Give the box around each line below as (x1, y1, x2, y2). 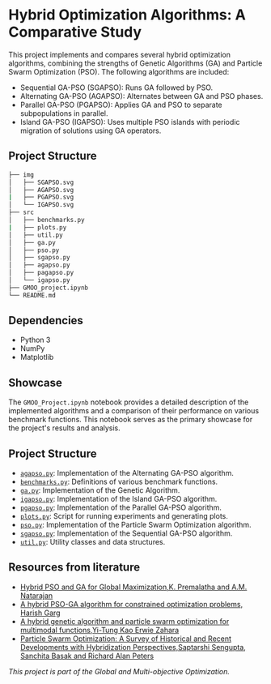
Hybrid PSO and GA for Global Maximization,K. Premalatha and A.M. (19, 582, 248, 592)
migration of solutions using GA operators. (19, 126, 162, 135)
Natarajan (19, 590, 53, 601)
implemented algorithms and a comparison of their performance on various (8, 406, 260, 416)
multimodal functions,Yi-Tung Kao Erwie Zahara (19, 625, 180, 635)
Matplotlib (19, 353, 54, 362)
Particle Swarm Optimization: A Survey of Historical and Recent (19, 634, 232, 643)
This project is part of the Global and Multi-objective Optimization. (8, 666, 231, 676)
